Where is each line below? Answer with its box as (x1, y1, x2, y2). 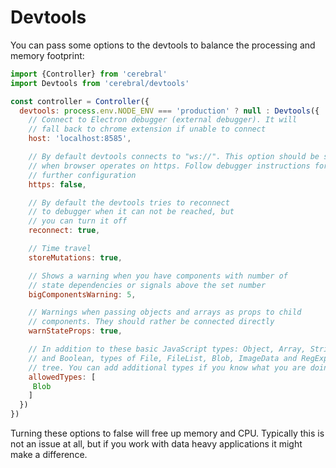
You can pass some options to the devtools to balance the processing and (10, 39, 316, 51)
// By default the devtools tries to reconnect (28, 197, 230, 208)
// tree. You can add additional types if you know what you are (28, 362, 307, 373)
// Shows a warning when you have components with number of (28, 271, 288, 281)
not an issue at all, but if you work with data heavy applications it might (10, 438, 303, 450)
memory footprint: (10, 49, 85, 61)
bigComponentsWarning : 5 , (28, 289, 137, 300)
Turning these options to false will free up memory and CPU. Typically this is (10, 427, 325, 440)
